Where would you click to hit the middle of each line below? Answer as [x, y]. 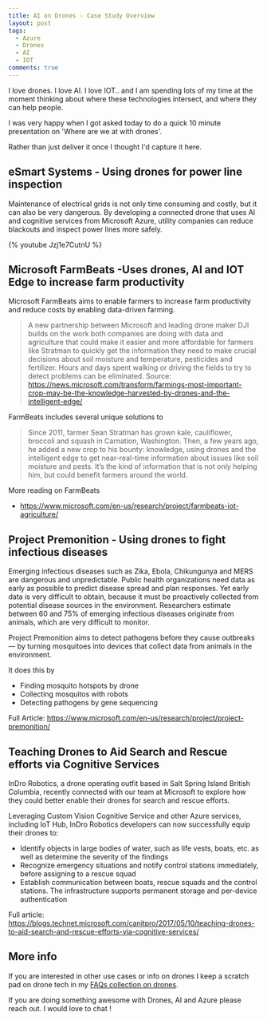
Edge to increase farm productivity [96, 282]
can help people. [36, 107]
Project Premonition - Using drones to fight [117, 540]
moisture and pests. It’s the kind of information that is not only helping [142, 466]
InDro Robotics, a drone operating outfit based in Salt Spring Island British [130, 783]
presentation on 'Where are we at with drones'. [85, 131]
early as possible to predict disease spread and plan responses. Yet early [129, 589]
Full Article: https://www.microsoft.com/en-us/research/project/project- [126, 718]
